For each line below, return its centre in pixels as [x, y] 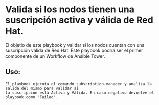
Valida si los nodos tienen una [70, 9]
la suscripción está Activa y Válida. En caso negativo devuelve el [80, 93]
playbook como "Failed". [32, 97]
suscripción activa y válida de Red [79, 20]
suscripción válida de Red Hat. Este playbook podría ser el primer [74, 50]
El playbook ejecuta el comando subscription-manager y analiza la [79, 84]
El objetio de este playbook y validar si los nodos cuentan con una [75, 45]
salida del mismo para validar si [42, 88]
